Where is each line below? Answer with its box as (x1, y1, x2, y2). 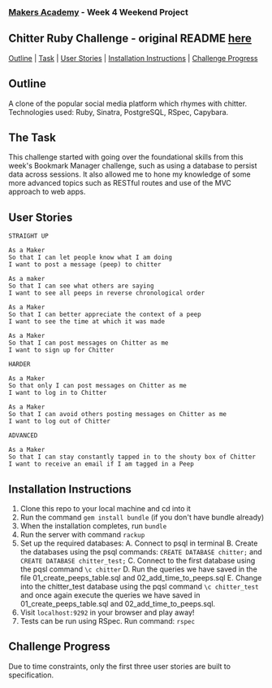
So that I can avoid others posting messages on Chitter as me (8, 410, 227, 418)
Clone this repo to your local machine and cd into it (19, 503, 191, 513)
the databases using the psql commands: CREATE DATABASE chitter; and (19, 546, 262, 556)
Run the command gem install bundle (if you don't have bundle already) (19, 512, 265, 522)
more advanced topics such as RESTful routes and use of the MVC (8, 178, 231, 188)
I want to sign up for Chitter (8, 346, 114, 354)
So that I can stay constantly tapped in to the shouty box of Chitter (8, 453, 256, 462)
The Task (8, 130, 57, 144)
